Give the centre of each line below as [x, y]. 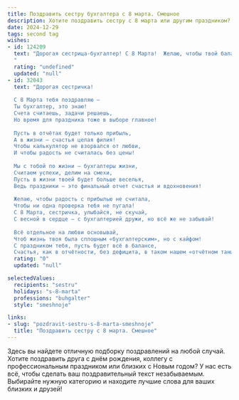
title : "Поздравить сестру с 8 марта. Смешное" [86, 331]
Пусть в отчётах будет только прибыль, [73, 133]
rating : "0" [32, 259]
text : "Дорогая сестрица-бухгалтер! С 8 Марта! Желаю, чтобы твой [116, 54]
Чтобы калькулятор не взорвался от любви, [78, 147]
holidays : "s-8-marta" [47, 291]
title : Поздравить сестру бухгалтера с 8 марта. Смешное [94, 14]
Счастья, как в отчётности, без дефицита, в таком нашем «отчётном [116, 252]
